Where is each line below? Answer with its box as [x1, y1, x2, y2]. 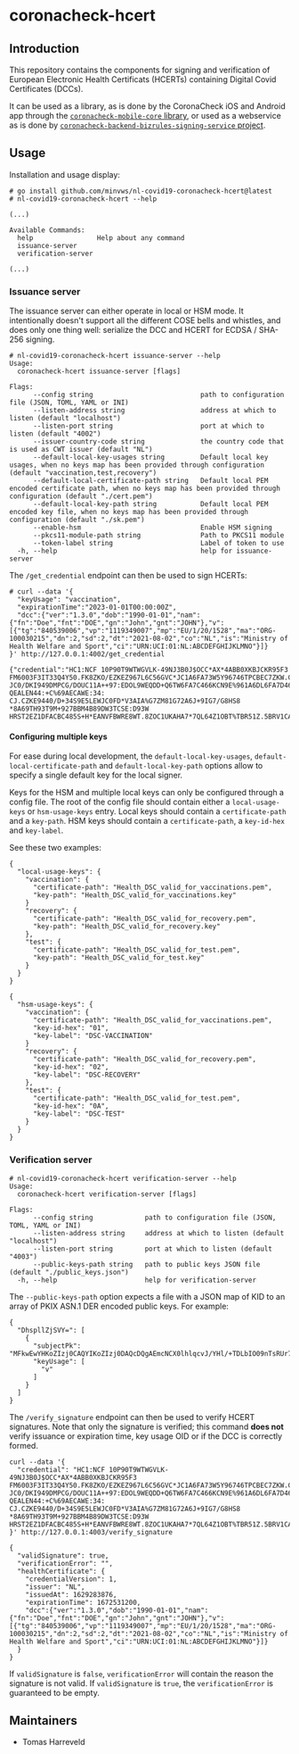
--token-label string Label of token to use [32, 539, 285, 548]
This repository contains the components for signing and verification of [9, 64, 271, 75]
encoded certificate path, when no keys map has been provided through [9, 484, 280, 494]
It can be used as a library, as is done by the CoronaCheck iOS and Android [9, 101, 287, 112]
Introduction [9, 41, 80, 56]
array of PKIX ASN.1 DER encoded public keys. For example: [9, 1301, 230, 1311]
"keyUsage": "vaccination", [17, 595, 122, 604]
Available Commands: [9, 225, 86, 235]
